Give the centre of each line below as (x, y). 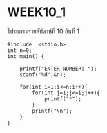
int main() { (26, 56)
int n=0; (20, 50)
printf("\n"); (52, 111)
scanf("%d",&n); (43, 74)
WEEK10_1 (37, 12)
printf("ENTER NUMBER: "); (58, 69)
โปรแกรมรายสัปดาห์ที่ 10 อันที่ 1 (43, 31)
